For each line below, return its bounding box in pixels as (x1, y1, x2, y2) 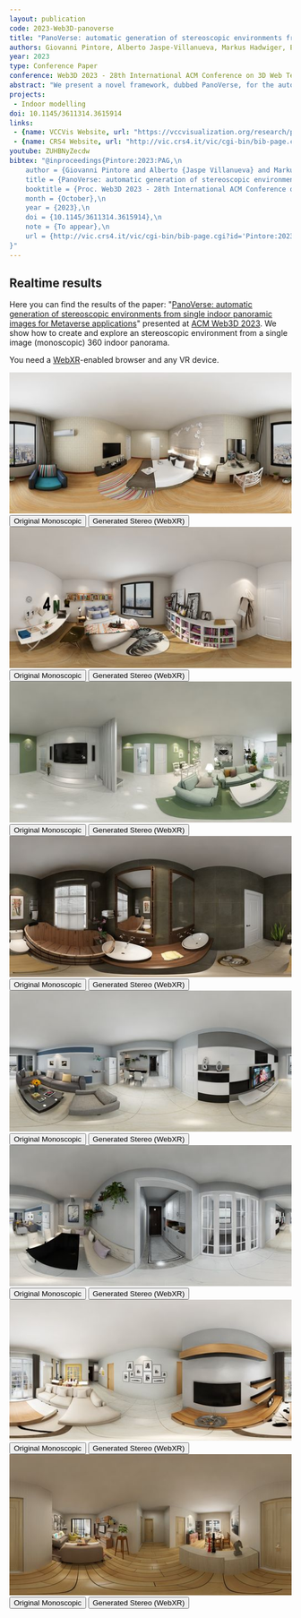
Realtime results (9, 276, 103, 291)
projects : (9, 90, 47, 99)
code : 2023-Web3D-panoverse (9, 23, 115, 33)
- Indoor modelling (13, 99, 87, 108)
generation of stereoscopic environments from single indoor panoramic (9, 309, 273, 320)
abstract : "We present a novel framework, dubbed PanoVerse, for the (9, 81, 275, 90)
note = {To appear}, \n (25, 222, 110, 232)
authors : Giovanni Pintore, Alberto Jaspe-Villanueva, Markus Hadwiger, (9, 43, 287, 52)
